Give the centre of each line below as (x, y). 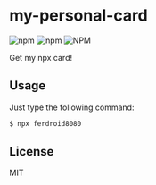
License (32, 151)
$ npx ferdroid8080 (45, 123)
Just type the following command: (72, 107)
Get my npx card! (41, 57)
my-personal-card (79, 16)
